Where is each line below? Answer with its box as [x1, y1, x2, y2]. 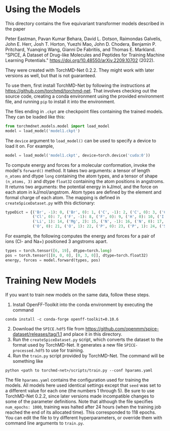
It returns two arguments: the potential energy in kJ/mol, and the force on [5, 183, 158, 190]
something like [12, 358, 44, 364]
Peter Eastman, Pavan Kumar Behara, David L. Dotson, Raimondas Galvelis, [5, 36, 162, 42]
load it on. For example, [5, 143, 54, 149]
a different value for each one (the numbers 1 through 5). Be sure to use [5, 387, 155, 393]
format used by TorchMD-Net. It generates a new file [12, 342, 123, 348]
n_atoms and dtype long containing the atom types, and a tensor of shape [5, 173, 158, 179]
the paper [5, 25, 26, 32]
